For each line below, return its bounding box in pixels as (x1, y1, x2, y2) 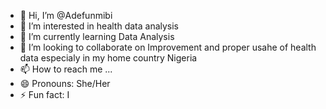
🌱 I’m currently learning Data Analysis (19, 31, 175, 42)
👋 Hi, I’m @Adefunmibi (19, 10, 113, 21)
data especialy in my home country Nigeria (19, 52, 198, 64)
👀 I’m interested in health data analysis (19, 20, 180, 32)
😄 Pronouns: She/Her (19, 78, 111, 89)
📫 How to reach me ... (19, 63, 113, 75)
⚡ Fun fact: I (19, 89, 70, 100)
